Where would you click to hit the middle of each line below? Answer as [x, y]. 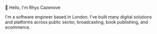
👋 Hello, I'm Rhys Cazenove [33, 8]
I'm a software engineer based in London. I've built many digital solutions [78, 17]
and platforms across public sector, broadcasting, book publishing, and [77, 22]
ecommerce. [18, 27]
